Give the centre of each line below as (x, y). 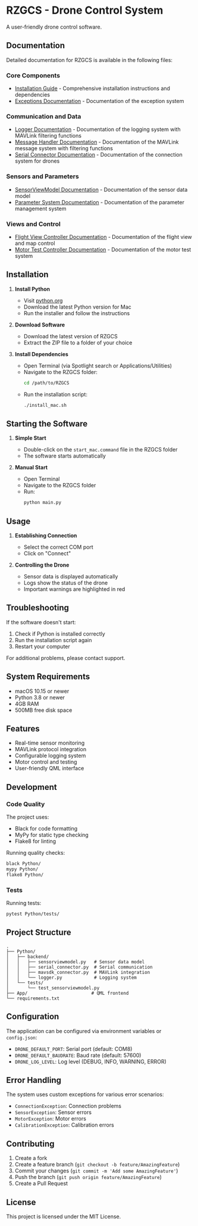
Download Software (40, 325)
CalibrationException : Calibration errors (64, 1125)
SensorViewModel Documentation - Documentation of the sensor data (101, 189)
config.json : (22, 1037)
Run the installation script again (53, 640)
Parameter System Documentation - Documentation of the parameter (99, 202)
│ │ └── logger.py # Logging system (71, 978)
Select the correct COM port (58, 547)
